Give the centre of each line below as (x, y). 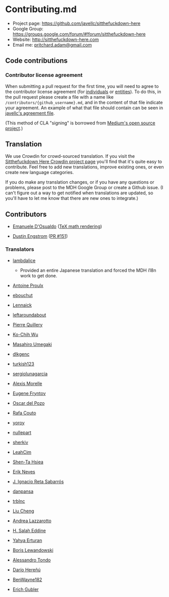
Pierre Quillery (28, 324)
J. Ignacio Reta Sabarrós (38, 481)
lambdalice (24, 260)
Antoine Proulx (28, 285)
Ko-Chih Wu (25, 334)
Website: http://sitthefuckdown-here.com (56, 39)
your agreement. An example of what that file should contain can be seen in (84, 108)
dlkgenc (21, 354)
